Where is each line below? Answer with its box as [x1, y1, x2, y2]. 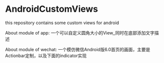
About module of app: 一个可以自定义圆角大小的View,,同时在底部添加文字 [5, 30, 155, 35]
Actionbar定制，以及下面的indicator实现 [5, 53, 87, 59]
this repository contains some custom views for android [5, 20, 119, 26]
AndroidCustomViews [5, 3, 98, 15]
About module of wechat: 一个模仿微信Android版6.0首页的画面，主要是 [5, 46, 151, 52]
